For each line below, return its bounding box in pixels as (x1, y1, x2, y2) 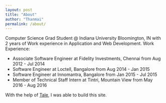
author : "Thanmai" (5, 17, 44, 22)
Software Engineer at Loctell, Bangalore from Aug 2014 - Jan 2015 (12, 66, 150, 72)
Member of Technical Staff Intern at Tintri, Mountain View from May (12, 77, 153, 83)
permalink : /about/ (5, 21, 46, 27)
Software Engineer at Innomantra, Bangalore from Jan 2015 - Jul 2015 (12, 71, 157, 78)
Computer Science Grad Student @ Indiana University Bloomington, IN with (5, 35, 161, 41)
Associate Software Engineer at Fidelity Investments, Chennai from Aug (12, 56, 161, 62)
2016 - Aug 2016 (12, 82, 47, 88)
